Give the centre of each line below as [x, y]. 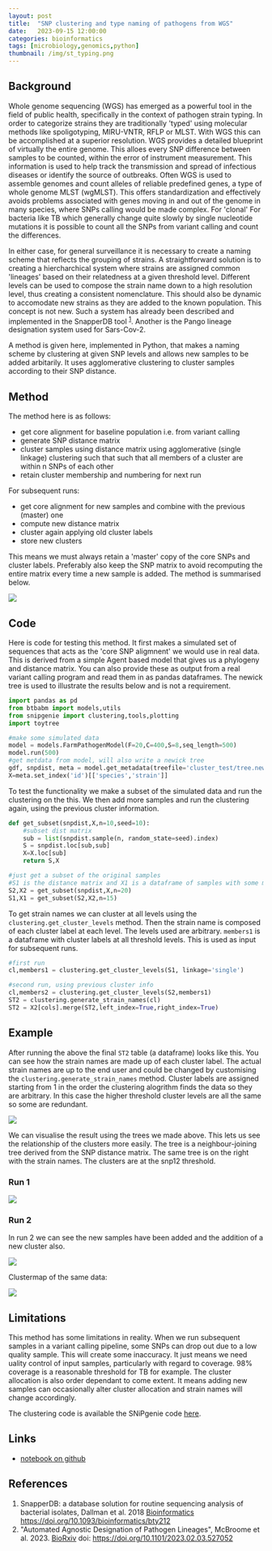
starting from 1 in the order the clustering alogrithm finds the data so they [130, 1086]
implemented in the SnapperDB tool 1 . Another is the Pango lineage [120, 320]
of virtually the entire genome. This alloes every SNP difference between [130, 149]
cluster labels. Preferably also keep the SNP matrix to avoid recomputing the [136, 565]
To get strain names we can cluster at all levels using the [103, 914]
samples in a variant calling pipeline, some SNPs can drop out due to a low [133, 1346]
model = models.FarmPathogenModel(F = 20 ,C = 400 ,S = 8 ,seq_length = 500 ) [123, 746]
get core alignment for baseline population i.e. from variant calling [130, 432]
